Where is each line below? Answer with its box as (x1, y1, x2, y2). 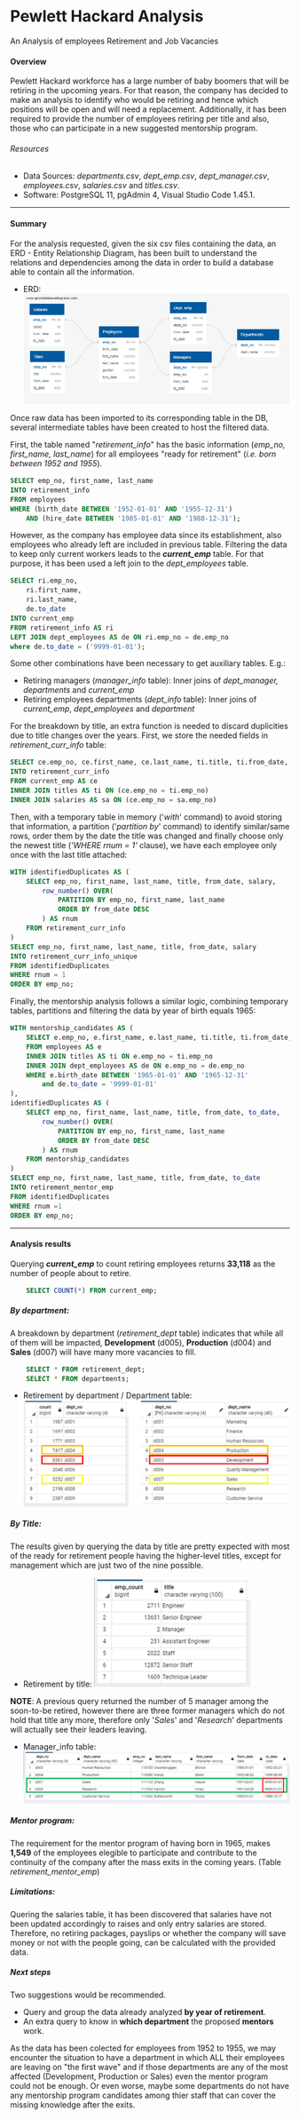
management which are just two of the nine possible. (10, 1559, 204, 1570)
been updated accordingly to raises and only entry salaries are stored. (10, 1918, 267, 1929)
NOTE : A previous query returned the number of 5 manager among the (10, 1695, 270, 1706)
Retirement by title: (22, 1679, 92, 1689)
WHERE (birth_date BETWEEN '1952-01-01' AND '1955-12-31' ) (10, 504, 233, 513)
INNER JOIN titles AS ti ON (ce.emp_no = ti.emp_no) (10, 786, 209, 796)
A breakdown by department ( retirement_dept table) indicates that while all (10, 1328, 284, 1338)
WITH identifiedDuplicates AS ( (10, 868, 130, 877)
